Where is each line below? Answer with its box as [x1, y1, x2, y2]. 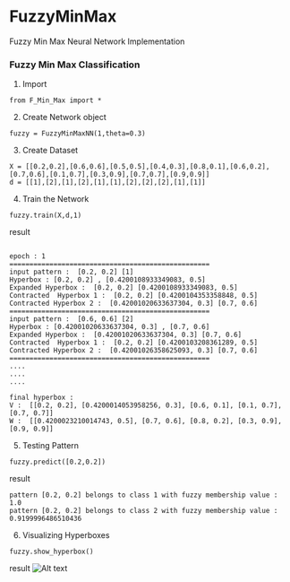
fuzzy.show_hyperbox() [9, 547, 94, 557]
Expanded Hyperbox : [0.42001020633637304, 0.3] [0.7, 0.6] [9, 330, 243, 340]
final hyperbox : [9, 393, 74, 403]
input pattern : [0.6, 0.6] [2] [9, 315, 134, 324]
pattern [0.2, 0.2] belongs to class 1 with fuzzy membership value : [9, 491, 278, 499]
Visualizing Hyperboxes [21, 530, 110, 541]
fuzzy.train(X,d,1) [9, 211, 82, 221]
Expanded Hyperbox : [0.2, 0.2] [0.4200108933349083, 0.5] [9, 283, 239, 292]
